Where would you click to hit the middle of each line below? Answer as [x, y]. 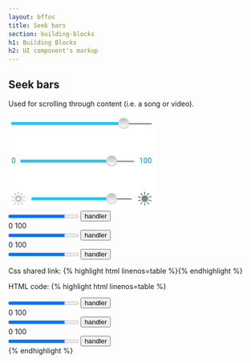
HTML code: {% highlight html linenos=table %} [87, 286]
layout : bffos [32, 17]
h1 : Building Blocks [43, 43]
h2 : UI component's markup [53, 51]
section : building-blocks [51, 34]
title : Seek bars [37, 25]
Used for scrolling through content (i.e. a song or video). [101, 104]
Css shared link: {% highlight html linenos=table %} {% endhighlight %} [125, 271]
